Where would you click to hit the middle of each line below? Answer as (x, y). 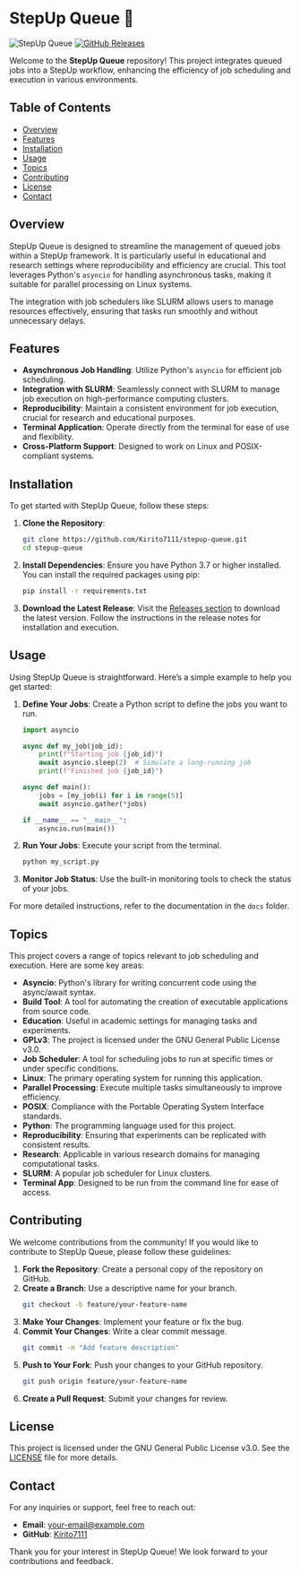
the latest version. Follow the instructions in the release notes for (141, 617)
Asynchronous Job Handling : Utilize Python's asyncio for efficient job (152, 370)
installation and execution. (70, 627)
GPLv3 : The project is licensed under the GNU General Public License (151, 1040)
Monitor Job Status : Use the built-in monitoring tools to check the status (157, 879)
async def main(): (56, 787)
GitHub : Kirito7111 (55, 1535)
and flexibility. (48, 437)
